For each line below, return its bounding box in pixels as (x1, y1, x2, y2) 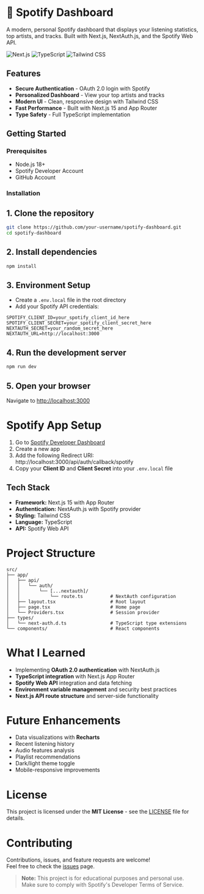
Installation (6, 189, 41, 198)
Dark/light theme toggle (15, 760, 75, 767)
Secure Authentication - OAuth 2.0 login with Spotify (15, 85, 150, 92)
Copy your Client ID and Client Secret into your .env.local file (15, 464, 173, 472)
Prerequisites (6, 147, 47, 156)
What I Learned (6, 646, 86, 659)
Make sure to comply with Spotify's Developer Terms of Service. (21, 881, 184, 888)
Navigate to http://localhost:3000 (6, 396, 90, 404)
